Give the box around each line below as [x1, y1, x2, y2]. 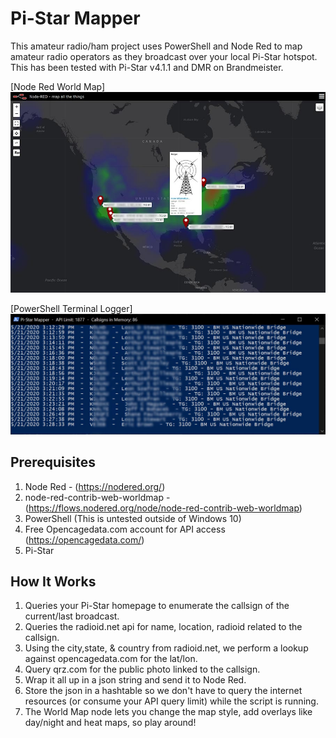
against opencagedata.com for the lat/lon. [24, 653, 198, 665]
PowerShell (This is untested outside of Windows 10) [24, 512, 242, 524]
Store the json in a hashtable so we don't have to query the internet [24, 685, 303, 697]
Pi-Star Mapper [10, 7, 141, 30]
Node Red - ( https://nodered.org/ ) [24, 480, 166, 492]
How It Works [10, 573, 97, 590]
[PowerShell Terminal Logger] [10, 302, 133, 314]
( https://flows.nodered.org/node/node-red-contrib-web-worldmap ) [24, 502, 303, 514]
